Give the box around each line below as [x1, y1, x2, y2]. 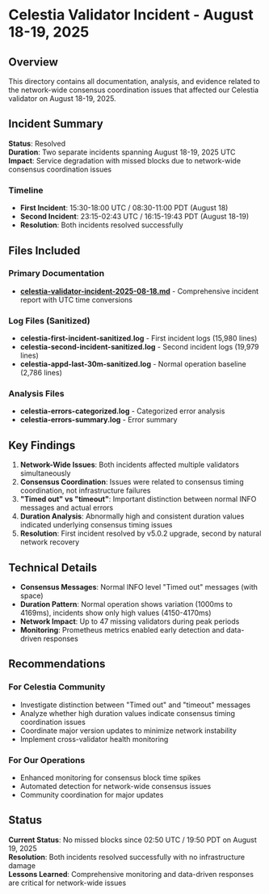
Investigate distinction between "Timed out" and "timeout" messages [19, 700, 251, 710]
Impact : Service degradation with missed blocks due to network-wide [8, 155, 241, 165]
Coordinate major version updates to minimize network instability [19, 726, 237, 735]
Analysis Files [8, 388, 65, 400]
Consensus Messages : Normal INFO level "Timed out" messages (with [19, 583, 258, 592]
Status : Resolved [8, 138, 66, 148]
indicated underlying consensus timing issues [19, 520, 173, 530]
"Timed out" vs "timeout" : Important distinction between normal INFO [19, 494, 257, 504]
